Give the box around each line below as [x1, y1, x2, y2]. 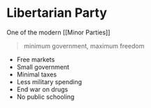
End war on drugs [16, 85, 69, 93]
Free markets [16, 55, 55, 64]
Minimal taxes [16, 70, 57, 79]
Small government [16, 62, 70, 71]
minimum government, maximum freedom [23, 41, 145, 50]
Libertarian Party [6, 5, 108, 21]
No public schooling [16, 93, 75, 101]
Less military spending [16, 77, 82, 86]
